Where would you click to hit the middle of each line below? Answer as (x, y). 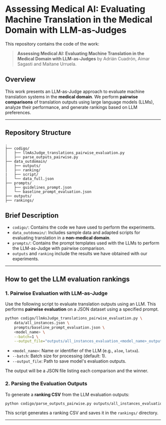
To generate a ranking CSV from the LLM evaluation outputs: (67, 394)
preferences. (18, 112)
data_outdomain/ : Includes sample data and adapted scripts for (76, 233)
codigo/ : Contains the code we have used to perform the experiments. (84, 227)
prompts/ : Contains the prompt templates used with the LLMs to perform (86, 243)
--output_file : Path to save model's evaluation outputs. (69, 361)
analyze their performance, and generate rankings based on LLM (71, 107)
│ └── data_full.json (30, 179)
